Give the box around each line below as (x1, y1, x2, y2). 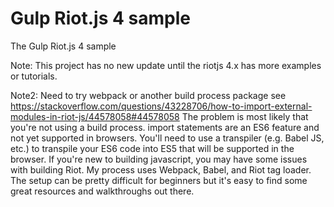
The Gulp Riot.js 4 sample (10, 40, 117, 52)
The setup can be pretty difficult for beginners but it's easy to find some (10, 174, 308, 186)
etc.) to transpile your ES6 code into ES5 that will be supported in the (10, 142, 295, 154)
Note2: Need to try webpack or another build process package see (10, 89, 287, 101)
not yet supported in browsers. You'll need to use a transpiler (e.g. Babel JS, (10, 132, 325, 144)
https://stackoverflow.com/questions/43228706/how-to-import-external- (10, 100, 313, 112)
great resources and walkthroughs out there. (10, 185, 195, 197)
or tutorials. (10, 70, 58, 82)
